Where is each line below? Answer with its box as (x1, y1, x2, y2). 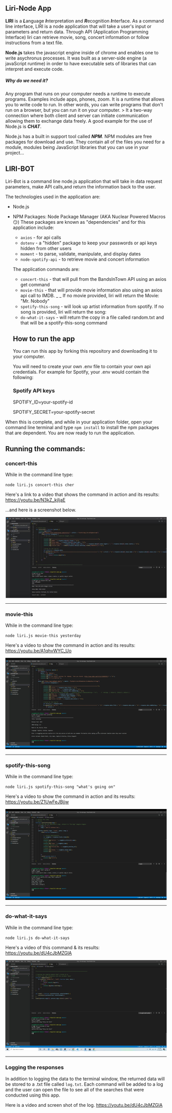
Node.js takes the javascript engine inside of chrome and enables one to (5, 49, 159, 55)
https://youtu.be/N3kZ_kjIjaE (5, 497, 66, 503)
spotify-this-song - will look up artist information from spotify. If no (20, 303, 164, 310)
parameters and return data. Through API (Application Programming (5, 28, 148, 35)
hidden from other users (20, 245, 72, 251)
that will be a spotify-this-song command (20, 319, 107, 325)
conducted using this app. (5, 1092, 60, 1098)
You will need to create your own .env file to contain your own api (12, 363, 151, 370)
